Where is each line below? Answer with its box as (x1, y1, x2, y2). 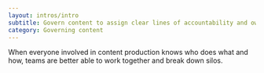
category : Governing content (8, 26, 104, 34)
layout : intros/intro (8, 11, 79, 20)
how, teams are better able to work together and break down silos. (8, 56, 223, 65)
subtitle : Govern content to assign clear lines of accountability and (8, 19, 247, 27)
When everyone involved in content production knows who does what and (8, 48, 249, 57)
